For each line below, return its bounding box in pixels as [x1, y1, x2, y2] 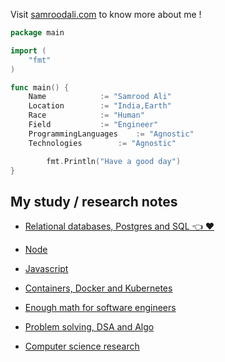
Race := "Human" [28, 110, 145, 121]
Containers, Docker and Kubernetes [24, 282, 173, 294]
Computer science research [24, 340, 140, 353]
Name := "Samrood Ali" [28, 92, 172, 102]
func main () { [10, 82, 70, 93]
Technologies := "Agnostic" [28, 138, 177, 148]
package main [10, 28, 65, 38]
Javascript [24, 263, 69, 275]
